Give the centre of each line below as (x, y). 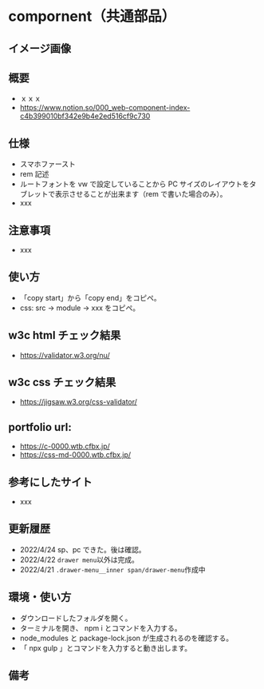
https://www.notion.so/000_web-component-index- (105, 108)
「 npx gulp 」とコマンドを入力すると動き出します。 (106, 647)
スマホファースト (47, 164)
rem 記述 (34, 174)
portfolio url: (40, 427)
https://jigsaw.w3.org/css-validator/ (79, 402)
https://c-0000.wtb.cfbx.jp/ (65, 446)
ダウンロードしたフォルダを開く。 (76, 618)
